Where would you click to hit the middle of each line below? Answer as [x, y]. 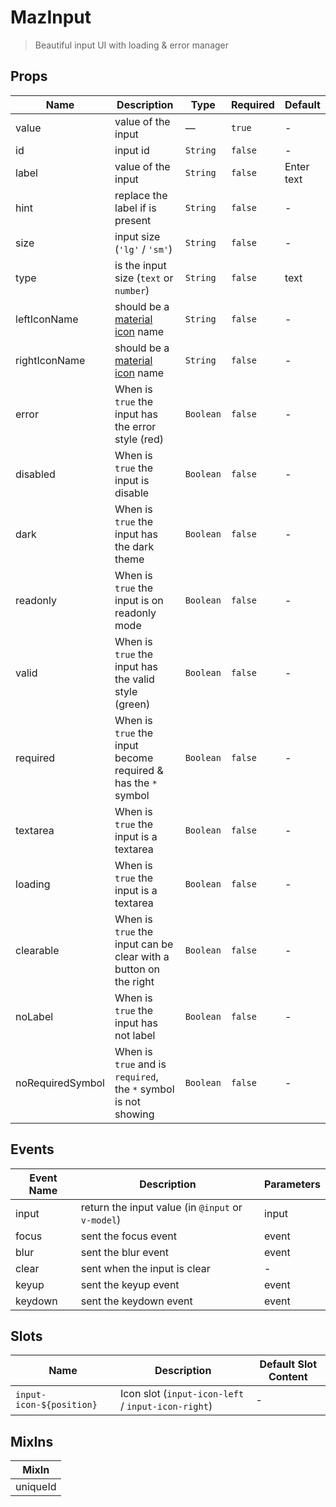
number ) [132, 290]
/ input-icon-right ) [166, 1406]
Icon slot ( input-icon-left [182, 1394]
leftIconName [47, 319]
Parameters [292, 1184]
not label [135, 1035]
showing [134, 1114]
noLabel [34, 1016]
